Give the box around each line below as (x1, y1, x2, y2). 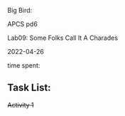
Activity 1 (7, 100, 34, 109)
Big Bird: (7, 6, 33, 14)
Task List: (7, 82, 51, 94)
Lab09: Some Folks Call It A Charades (7, 33, 119, 42)
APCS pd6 (7, 20, 38, 28)
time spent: (7, 61, 40, 70)
